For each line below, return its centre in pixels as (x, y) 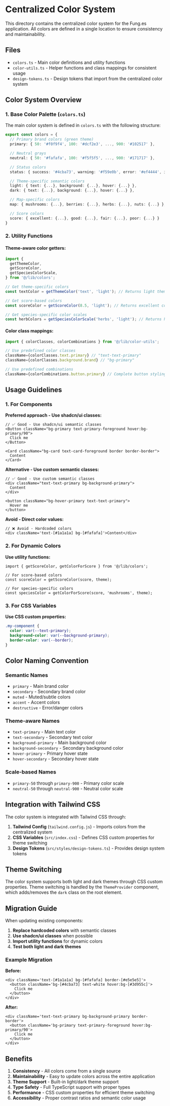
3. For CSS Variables (31, 606)
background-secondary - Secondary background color (68, 748)
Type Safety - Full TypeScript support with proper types (71, 1087)
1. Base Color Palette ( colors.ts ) (46, 114)
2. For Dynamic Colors (33, 546)
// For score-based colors (34, 575)
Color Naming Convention (47, 661)
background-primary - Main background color (59, 743)
